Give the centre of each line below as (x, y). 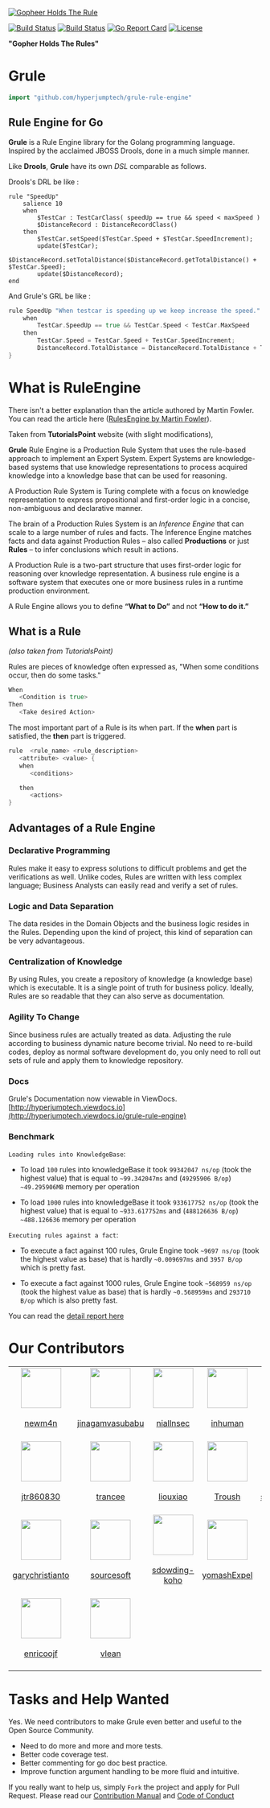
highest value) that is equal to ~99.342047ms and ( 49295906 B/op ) (125, 1178)
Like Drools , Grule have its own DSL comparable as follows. (108, 166)
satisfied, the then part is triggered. (67, 736)
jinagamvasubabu (111, 1423)
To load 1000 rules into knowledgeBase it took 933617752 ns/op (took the (139, 1202)
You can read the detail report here (66, 1316)
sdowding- (173, 1571)
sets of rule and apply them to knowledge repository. (96, 1060)
